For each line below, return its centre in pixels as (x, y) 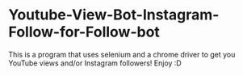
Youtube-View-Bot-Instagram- (114, 15)
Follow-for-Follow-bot (84, 32)
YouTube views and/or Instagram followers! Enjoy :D (95, 63)
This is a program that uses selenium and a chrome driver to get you (122, 54)
